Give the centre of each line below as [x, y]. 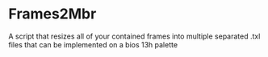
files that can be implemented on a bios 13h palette [93, 44]
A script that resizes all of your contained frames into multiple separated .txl [134, 36]
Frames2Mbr [52, 14]
